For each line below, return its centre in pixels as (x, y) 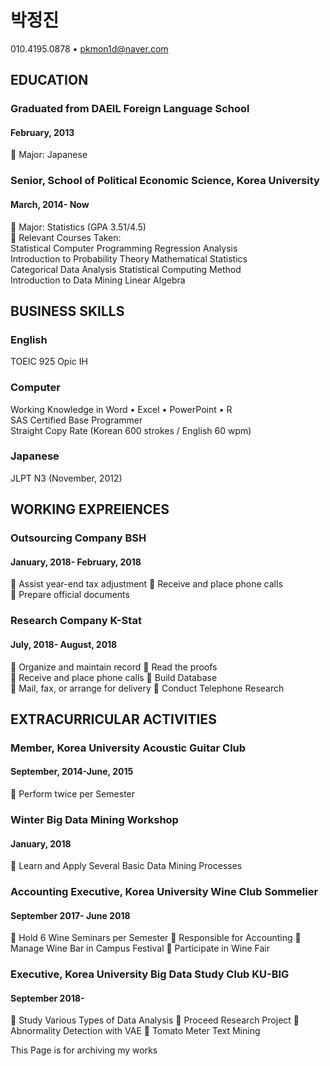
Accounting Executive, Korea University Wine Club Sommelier (164, 892)
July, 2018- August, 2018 (64, 644)
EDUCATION (49, 80)
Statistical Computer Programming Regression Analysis (124, 248)
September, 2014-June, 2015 (72, 772)
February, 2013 (42, 132)
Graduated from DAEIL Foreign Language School (130, 109)
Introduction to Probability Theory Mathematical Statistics (129, 258)
